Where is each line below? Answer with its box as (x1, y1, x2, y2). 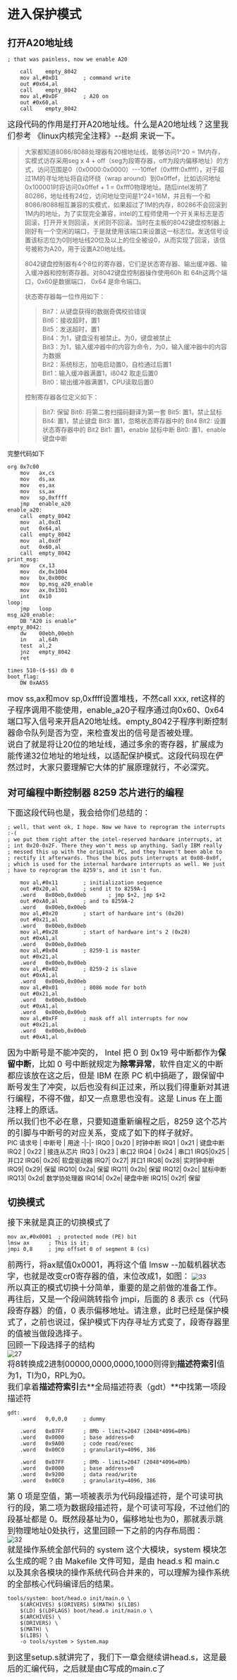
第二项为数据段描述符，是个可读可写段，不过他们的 (38, 1502, 230, 1513)
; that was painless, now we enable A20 (7, 56, 128, 63)
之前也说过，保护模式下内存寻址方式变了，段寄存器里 (30, 1317, 230, 1327)
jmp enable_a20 (20, 500, 71, 507)
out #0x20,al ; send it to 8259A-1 (20, 885, 147, 893)
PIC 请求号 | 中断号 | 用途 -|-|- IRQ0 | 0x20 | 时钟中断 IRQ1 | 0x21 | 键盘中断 (7, 1138, 225, 1147)
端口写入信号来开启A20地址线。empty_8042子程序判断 (7, 717, 212, 727)
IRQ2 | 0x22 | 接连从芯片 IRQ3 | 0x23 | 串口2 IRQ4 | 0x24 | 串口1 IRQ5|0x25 (7, 1147, 226, 1156)
